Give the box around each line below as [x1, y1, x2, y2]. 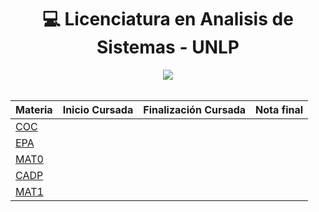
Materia [15, 102, 53, 116]
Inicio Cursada [62, 102, 134, 116]
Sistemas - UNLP [96, 36, 240, 59]
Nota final [255, 102, 304, 116]
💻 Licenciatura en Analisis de [42, 8, 294, 31]
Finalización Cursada [143, 102, 247, 116]
